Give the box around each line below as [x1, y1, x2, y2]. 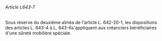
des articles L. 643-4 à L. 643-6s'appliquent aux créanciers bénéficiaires [5, 25, 157, 31]
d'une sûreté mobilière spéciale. [5, 30, 72, 36]
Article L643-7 [5, 4, 35, 10]
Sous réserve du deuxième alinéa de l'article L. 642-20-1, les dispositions [5, 19, 157, 25]
